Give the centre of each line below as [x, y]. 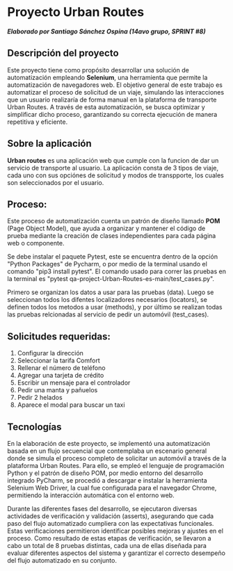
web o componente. [36, 243]
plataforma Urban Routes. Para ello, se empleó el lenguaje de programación [116, 466]
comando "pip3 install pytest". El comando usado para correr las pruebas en [116, 271]
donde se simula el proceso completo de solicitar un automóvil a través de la [117, 458]
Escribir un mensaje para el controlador [74, 383]
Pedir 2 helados [40, 398]
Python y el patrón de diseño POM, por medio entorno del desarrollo [105, 473]
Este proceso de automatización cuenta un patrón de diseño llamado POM [114, 221]
